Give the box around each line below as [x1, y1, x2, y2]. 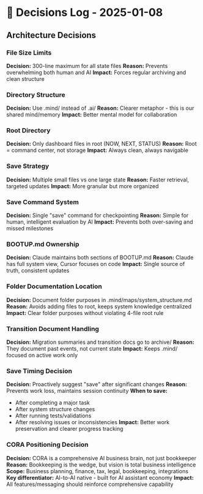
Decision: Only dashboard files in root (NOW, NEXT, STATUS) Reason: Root [6, 140, 197, 148]
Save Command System [6, 197, 79, 206]
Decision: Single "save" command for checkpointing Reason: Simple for [6, 211, 189, 219]
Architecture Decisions [6, 30, 97, 40]
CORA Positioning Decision [6, 441, 89, 449]
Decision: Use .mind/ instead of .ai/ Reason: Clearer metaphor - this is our [6, 104, 194, 112]
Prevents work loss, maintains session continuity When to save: [6, 387, 168, 395]
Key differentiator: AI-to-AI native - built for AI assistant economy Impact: [6, 474, 194, 481]
